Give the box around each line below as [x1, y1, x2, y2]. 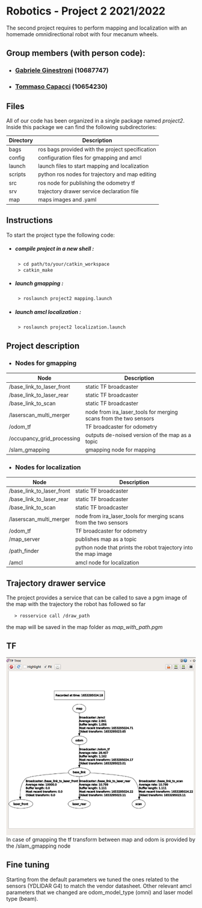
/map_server [8, 536, 40, 543]
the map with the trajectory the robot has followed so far [6, 601, 146, 607]
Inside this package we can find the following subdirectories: [6, 123, 158, 130]
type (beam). [6, 895, 38, 902]
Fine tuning [6, 860, 50, 870]
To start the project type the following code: [6, 231, 115, 238]
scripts [8, 171, 26, 178]
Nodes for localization [14, 463, 81, 472]
